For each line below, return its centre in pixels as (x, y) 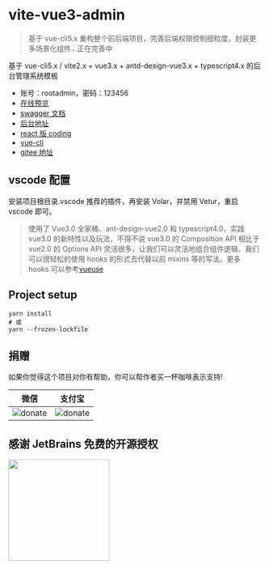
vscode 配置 (40, 180)
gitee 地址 (37, 152)
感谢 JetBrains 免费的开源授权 (84, 444)
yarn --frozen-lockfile (48, 329)
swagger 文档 (43, 113)
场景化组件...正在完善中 (74, 48)
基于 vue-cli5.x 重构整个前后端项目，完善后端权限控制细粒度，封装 (139, 38)
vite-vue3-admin (67, 15)
